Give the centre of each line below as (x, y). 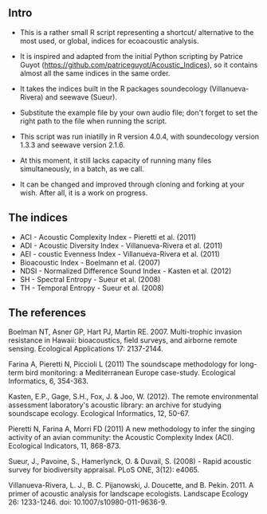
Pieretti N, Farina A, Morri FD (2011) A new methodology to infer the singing (132, 429)
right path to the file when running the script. (93, 121)
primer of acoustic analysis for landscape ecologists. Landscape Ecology (128, 494)
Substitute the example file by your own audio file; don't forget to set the (139, 112)
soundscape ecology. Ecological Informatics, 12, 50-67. (99, 414)
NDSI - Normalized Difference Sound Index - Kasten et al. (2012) (126, 271)
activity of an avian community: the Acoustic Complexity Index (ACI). (121, 437)
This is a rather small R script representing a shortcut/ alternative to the (137, 32)
